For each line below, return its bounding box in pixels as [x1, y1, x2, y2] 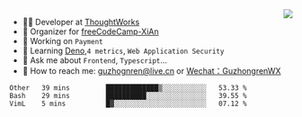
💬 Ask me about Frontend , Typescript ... [22, 55, 168, 66]
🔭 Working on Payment [22, 36, 103, 46]
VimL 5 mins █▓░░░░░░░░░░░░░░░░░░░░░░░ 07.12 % [9, 99, 247, 108]
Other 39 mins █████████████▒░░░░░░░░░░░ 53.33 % [9, 84, 247, 93]
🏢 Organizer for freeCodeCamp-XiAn [22, 26, 159, 37]
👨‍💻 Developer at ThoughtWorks [22, 17, 140, 27]
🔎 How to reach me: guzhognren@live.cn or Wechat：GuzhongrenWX [22, 66, 281, 76]
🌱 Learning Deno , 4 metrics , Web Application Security [22, 45, 225, 56]
